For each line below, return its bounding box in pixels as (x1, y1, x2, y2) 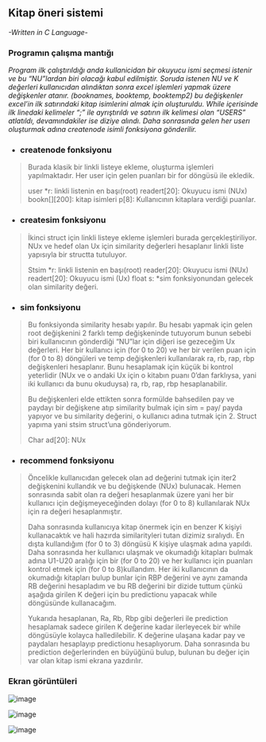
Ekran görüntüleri (8, 676, 78, 687)
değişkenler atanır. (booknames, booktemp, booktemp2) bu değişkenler (8, 91, 244, 100)
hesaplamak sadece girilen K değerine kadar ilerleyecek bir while (27, 622, 241, 631)
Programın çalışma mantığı (8, 47, 114, 58)
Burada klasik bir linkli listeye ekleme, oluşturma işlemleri (27, 162, 214, 172)
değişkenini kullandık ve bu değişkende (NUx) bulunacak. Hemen (27, 481, 241, 491)
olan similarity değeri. (27, 282, 99, 291)
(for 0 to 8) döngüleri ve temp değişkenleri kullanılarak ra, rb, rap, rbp (27, 354, 255, 363)
